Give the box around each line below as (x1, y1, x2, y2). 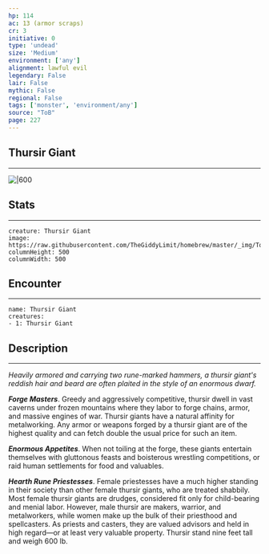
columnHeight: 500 (8, 248, 70, 256)
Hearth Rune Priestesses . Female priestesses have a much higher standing (8, 477, 259, 487)
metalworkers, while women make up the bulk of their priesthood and (8, 511, 238, 520)
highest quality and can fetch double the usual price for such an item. (8, 429, 238, 438)
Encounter (8, 276, 62, 290)
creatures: (8, 312, 45, 321)
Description (8, 341, 68, 355)
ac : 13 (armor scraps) (8, 19, 84, 27)
